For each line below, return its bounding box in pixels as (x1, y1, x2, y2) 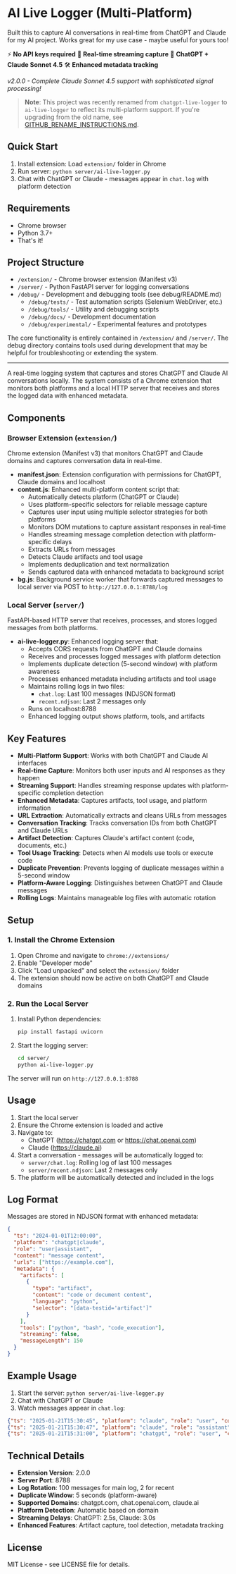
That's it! (17, 236, 44, 245)
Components (7, 412, 65, 424)
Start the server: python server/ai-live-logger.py (17, 1389, 164, 1397)
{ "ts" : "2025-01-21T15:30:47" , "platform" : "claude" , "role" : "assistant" (7, 1424, 231, 1431)
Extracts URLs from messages (27, 545, 116, 554)
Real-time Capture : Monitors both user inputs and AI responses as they (17, 766, 225, 775)
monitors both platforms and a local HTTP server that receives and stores (7, 384, 220, 393)
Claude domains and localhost (17, 478, 105, 486)
